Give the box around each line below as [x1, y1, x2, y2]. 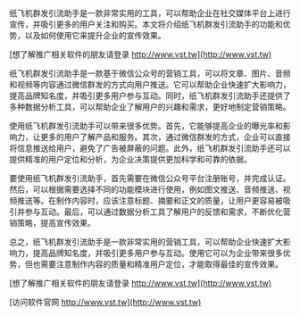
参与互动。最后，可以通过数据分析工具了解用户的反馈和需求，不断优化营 [24, 206, 291, 217]
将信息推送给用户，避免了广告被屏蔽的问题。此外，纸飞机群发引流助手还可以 [9, 143, 291, 154]
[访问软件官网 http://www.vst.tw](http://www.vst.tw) [9, 297, 202, 307]
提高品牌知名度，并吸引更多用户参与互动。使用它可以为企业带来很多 [32, 248, 283, 258]
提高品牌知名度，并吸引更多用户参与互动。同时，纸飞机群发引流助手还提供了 [9, 90, 291, 101]
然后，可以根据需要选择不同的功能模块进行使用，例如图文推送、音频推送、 [9, 184, 283, 195]
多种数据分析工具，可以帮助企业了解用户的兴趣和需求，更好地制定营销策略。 [9, 102, 291, 112]
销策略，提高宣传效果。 [9, 218, 96, 228]
